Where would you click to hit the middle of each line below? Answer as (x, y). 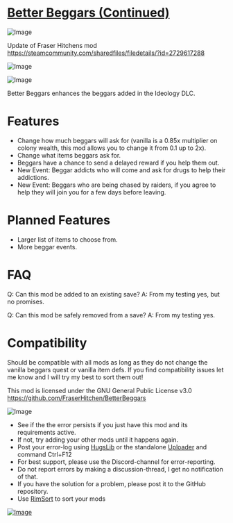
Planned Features (59, 221)
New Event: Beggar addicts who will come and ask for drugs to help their (121, 170)
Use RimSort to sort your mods (61, 499)
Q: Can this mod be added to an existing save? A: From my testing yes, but (114, 294)
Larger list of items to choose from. (67, 239)
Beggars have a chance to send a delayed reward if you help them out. (118, 163)
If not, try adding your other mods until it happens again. (98, 440)
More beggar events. (47, 247)
